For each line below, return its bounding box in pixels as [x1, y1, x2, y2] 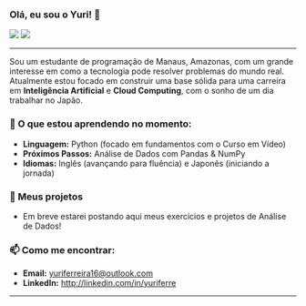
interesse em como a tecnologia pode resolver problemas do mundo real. [9, 66, 285, 76]
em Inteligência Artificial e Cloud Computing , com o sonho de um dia [9, 86, 275, 97]
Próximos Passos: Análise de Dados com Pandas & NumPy [22, 148, 246, 158]
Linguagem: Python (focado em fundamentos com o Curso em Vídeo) [22, 138, 287, 149]
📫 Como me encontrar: [9, 243, 116, 256]
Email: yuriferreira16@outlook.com [22, 268, 153, 279]
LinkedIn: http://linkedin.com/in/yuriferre [22, 278, 177, 289]
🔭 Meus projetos [9, 190, 84, 203]
